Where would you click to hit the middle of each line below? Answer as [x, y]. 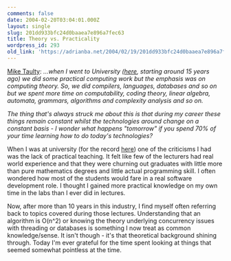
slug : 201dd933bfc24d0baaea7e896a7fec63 [66, 33]
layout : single [29, 26]
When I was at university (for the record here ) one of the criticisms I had [109, 149]
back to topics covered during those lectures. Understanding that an [104, 213]
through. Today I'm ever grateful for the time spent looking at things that [109, 242]
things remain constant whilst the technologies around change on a [103, 121]
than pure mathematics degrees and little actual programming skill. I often [111, 171]
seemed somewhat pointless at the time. [64, 250]
